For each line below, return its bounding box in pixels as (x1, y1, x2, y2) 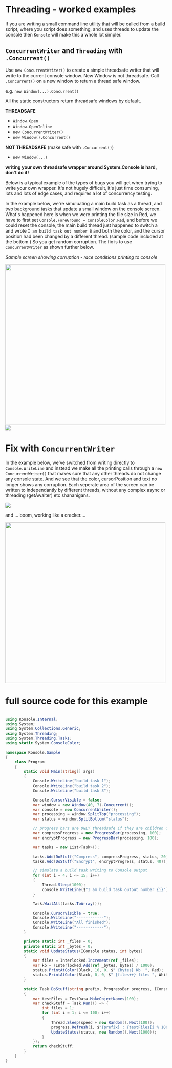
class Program (14, 759, 45, 764)
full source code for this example (5, 695, 148, 707)
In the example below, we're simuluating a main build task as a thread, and (5, 200, 162, 206)
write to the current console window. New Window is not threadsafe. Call (5, 72, 159, 78)
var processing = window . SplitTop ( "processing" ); (32, 812, 141, 817)
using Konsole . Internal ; (5, 717, 58, 722)
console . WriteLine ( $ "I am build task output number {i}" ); (41, 887, 170, 892)
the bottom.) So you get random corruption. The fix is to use (5, 238, 132, 245)
